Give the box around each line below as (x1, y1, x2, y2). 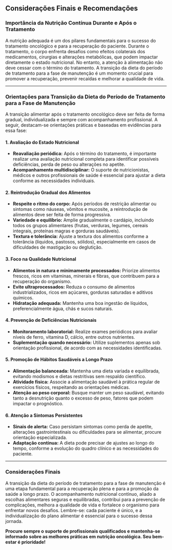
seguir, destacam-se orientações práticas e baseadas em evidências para (5, 122, 161, 128)
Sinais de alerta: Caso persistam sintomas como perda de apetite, (12, 424, 153, 430)
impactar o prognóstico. (12, 401, 64, 406)
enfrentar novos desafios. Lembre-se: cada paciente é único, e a (5, 507, 142, 513)
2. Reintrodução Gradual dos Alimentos (5, 189, 91, 195)
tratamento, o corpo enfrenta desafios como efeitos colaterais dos (5, 48, 145, 54)
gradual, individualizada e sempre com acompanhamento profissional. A (5, 116, 158, 122)
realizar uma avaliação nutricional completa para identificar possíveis (12, 156, 159, 162)
